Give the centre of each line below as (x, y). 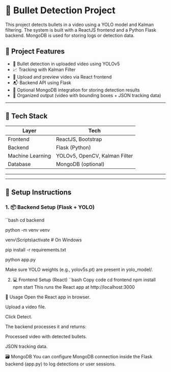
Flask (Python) (73, 147)
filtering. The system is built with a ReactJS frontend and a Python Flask (81, 30)
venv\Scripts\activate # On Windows (44, 240)
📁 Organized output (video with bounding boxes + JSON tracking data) (87, 95)
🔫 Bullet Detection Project (60, 10)
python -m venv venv (27, 230)
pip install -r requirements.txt (36, 250)
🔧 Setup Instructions (38, 192)
